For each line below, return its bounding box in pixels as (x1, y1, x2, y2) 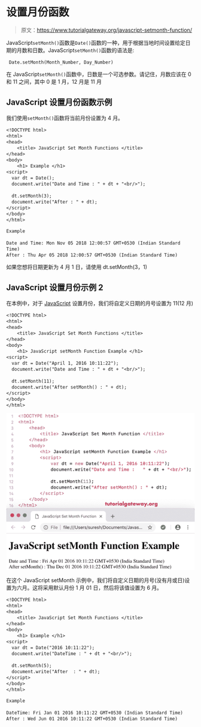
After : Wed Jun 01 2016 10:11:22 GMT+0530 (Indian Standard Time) (6, 716, 178, 722)
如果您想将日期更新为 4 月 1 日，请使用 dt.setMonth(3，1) (6, 263, 148, 270)
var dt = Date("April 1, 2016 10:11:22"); (11, 360, 119, 366)
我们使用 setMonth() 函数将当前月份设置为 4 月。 (6, 114, 124, 122)
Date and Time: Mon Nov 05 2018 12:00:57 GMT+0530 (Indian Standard (6, 240, 181, 246)
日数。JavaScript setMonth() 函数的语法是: (32, 46, 135, 54)
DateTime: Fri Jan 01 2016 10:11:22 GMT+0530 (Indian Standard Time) (6, 710, 184, 716)
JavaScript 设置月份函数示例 (6, 97, 112, 108)
